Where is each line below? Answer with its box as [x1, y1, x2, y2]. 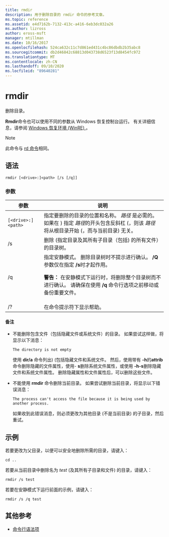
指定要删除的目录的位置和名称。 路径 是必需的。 [43, 212, 157, 219]
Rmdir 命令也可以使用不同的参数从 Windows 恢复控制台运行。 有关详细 [5, 118, 151, 124]
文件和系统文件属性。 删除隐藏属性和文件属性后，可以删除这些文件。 [12, 370, 155, 376]
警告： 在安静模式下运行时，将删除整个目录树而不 [43, 274, 161, 281]
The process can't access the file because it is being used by [12, 396, 150, 402]
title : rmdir [5, 7, 33, 13]
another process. [12, 401, 49, 406]
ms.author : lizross [5, 26, 46, 31]
